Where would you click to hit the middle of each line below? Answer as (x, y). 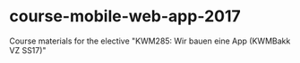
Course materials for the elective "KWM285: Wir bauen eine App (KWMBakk (150, 41)
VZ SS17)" (28, 50)
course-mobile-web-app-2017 (125, 16)
